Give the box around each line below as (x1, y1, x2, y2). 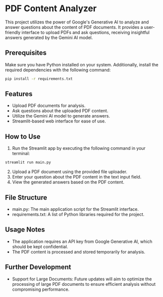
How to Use (5, 132, 41, 140)
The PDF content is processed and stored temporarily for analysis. (12, 249, 145, 255)
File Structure (5, 193, 47, 201)
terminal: (12, 151, 30, 157)
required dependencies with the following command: (5, 67, 111, 73)
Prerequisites (5, 49, 47, 57)
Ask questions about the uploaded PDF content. (12, 108, 109, 114)
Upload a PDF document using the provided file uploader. (12, 169, 127, 175)
